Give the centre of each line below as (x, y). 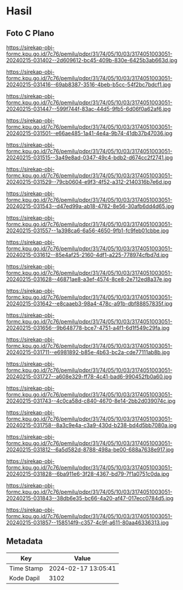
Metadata (25, 541)
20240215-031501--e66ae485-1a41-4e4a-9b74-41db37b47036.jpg (89, 133)
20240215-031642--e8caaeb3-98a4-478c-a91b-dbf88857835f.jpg (89, 303)
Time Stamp (26, 568)
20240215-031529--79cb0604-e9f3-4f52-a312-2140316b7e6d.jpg (89, 182)
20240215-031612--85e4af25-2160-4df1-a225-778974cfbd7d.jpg (87, 255)
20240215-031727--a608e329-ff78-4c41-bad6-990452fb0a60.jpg (89, 376)
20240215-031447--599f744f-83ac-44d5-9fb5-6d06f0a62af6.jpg (89, 109)
